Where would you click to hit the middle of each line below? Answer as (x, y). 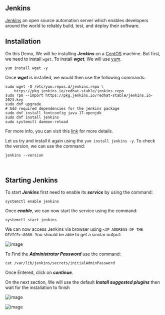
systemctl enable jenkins (32, 202)
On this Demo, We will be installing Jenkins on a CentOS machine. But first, (83, 53)
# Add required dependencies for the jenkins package (62, 108)
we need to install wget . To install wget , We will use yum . (63, 59)
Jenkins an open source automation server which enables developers (77, 20)
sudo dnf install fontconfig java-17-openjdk (53, 113)
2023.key (14, 100)
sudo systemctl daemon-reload (37, 122)
